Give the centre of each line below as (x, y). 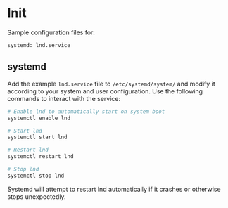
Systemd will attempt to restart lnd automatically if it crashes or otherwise (114, 189)
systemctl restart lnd (40, 157)
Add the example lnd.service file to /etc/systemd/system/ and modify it (112, 84)
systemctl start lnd (38, 137)
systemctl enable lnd (39, 118)
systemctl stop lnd (36, 176)
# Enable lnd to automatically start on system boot (86, 111)
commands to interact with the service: (64, 98)
